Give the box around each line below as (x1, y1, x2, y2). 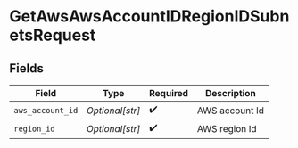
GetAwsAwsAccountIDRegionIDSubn (9, 6, 290, 27)
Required (148, 87, 189, 99)
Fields (9, 61, 45, 76)
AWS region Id (196, 122, 257, 135)
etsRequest (9, 25, 96, 45)
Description (204, 87, 256, 99)
